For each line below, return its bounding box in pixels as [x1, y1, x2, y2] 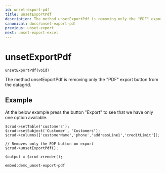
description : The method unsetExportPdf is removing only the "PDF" [5, 16, 149, 21]
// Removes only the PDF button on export [5, 141, 94, 146]
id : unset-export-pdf [5, 7, 50, 12]
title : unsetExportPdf [5, 12, 52, 17]
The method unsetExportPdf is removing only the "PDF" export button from [5, 76, 159, 82]
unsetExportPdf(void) [5, 68, 50, 73]
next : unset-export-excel [5, 30, 58, 35]
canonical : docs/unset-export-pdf [5, 21, 77, 26]
